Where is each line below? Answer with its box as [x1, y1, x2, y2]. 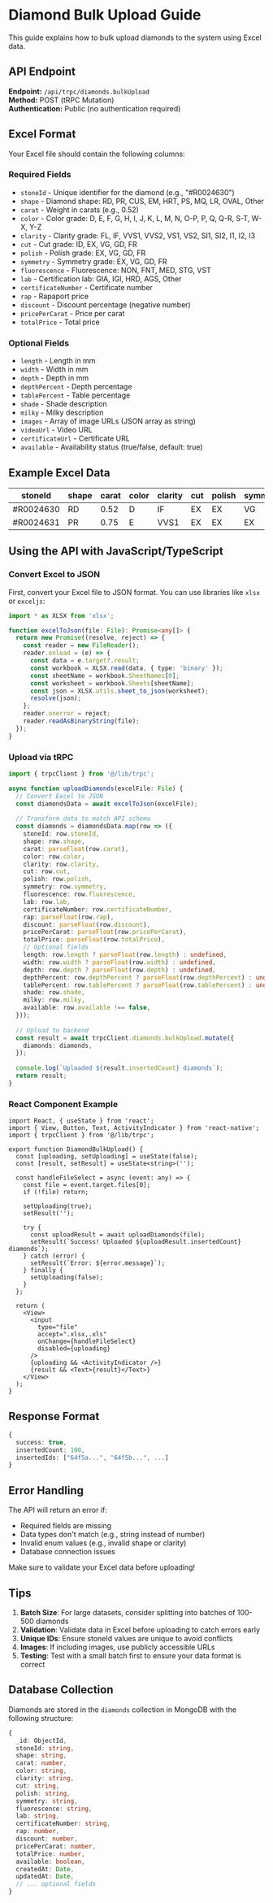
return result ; [15, 1071, 67, 1080]
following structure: [8, 1713, 74, 1723]
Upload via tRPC [8, 751, 74, 763]
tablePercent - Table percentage [19, 390, 131, 400]
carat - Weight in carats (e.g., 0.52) [19, 205, 140, 215]
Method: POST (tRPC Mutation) [8, 95, 115, 105]
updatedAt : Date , [15, 1872, 75, 1881]
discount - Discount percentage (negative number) [19, 299, 191, 310]
